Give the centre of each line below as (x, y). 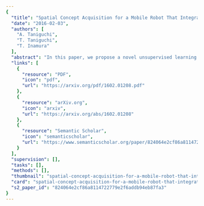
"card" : (21, 182)
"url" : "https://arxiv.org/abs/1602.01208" (78, 114)
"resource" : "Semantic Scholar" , (64, 131)
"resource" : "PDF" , (46, 74)
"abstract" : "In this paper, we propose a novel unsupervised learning (104, 57)
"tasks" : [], (28, 165)
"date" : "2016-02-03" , (40, 23)
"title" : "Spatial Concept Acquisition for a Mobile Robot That (94, 18)
